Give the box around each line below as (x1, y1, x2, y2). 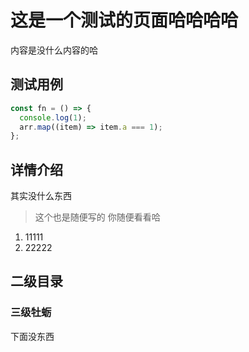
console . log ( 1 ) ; (19, 112, 87, 123)
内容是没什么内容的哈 (10, 44, 98, 56)
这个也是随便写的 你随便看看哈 (34, 211, 161, 223)
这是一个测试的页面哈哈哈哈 (10, 9, 239, 32)
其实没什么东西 (10, 190, 72, 202)
